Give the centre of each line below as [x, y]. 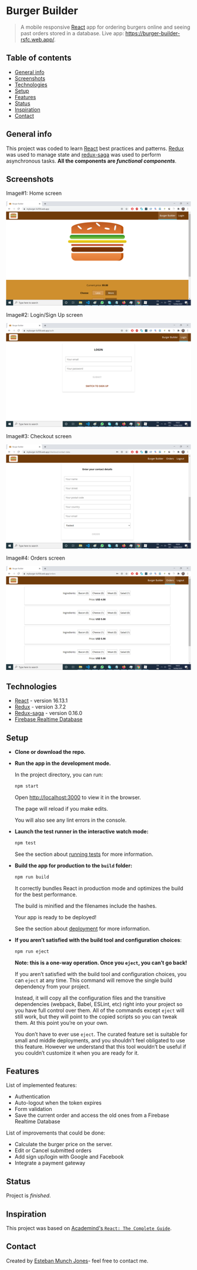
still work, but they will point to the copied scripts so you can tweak [96, 1017]
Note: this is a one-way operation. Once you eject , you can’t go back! [101, 963]
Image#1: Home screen [34, 193]
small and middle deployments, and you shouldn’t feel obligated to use [100, 1040]
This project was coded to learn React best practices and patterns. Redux [95, 148]
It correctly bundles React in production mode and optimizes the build [99, 888]
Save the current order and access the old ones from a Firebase [92, 1115]
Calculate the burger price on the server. [64, 1144]
